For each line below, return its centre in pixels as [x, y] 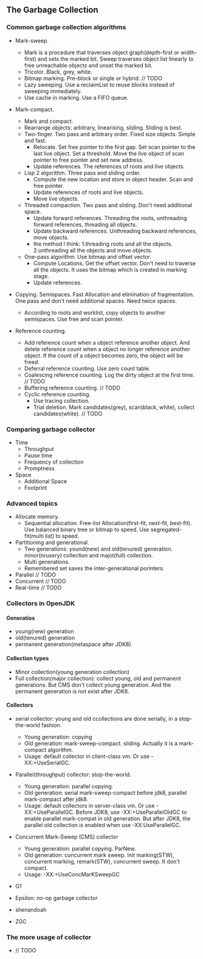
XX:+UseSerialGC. [47, 763]
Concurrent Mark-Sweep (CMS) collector [67, 837]
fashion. [52, 725]
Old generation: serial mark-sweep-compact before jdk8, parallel [105, 792]
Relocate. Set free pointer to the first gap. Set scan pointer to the [114, 147]
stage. [41, 276]
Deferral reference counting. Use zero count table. [87, 368]
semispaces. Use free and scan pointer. [74, 319]
